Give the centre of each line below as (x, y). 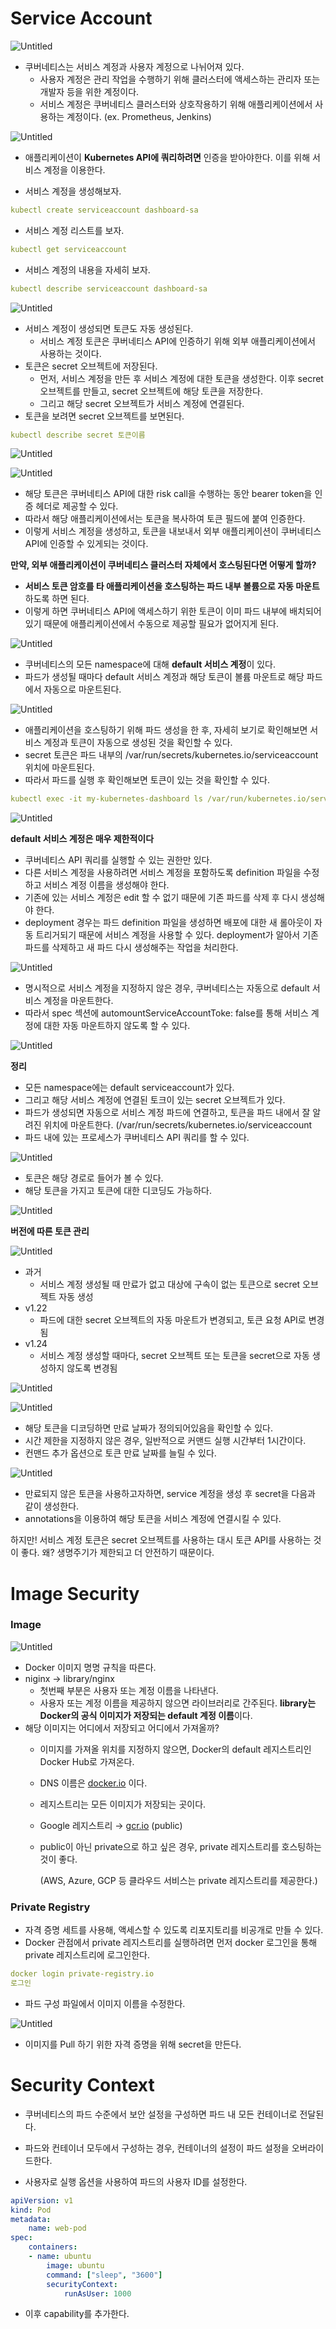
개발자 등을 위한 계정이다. (89, 91)
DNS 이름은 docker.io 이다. (93, 1783)
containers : (53, 2247)
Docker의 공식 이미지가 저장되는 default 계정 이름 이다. (146, 1715)
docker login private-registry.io (82, 1974)
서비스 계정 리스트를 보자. (74, 230)
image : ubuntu (75, 2265)
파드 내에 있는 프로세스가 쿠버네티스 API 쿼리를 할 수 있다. (137, 1138)
